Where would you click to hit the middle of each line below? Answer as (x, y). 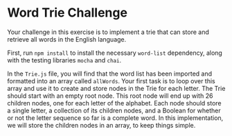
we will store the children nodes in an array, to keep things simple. (101, 125)
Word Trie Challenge (68, 13)
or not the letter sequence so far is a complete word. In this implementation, (115, 118)
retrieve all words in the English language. (67, 39)
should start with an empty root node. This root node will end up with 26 (110, 96)
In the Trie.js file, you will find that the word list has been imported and (110, 74)
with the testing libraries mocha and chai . (64, 60)
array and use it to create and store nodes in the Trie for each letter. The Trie (116, 88)
